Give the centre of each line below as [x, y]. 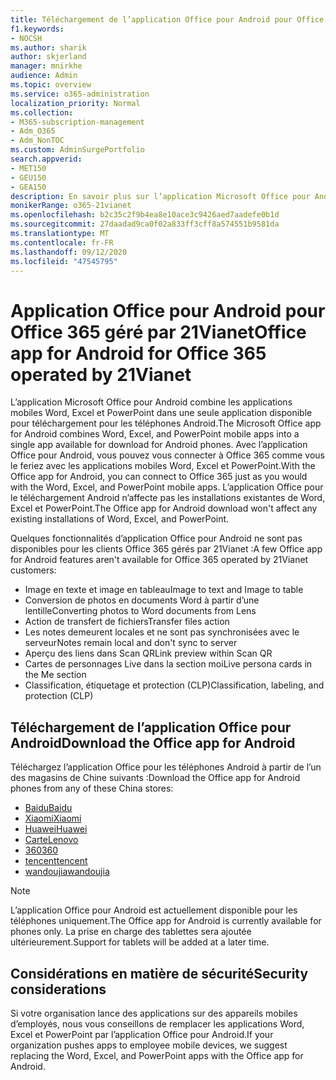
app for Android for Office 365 [138, 353]
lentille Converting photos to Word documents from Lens [140, 611]
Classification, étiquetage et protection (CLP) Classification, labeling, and [174, 685]
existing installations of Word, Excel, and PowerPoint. [120, 519]
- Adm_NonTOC [37, 141]
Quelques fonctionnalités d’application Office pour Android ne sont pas [156, 538]
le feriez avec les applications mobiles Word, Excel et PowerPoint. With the [163, 466]
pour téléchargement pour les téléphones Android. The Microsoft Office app [166, 423]
